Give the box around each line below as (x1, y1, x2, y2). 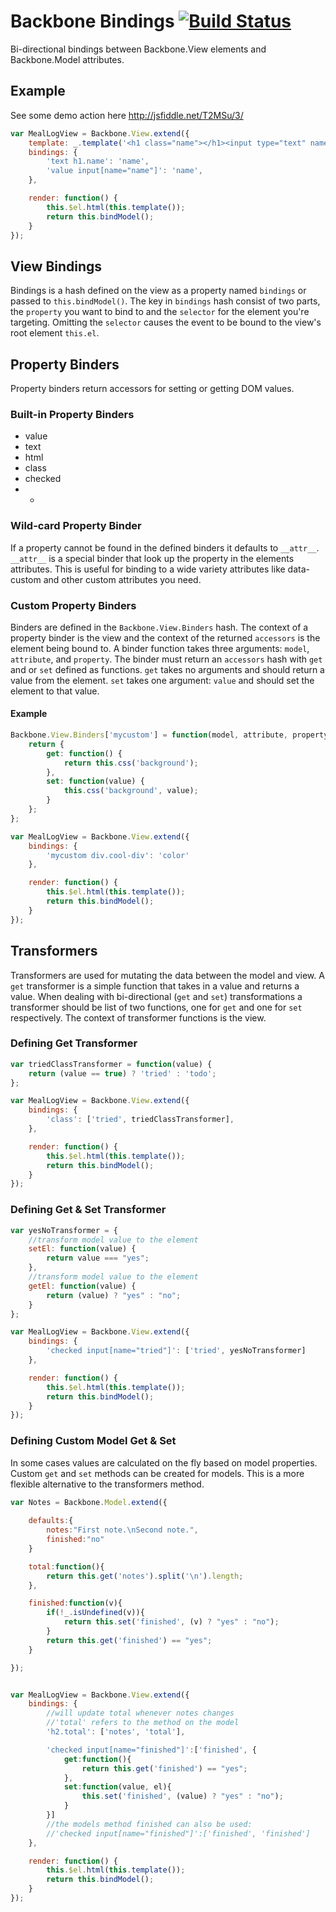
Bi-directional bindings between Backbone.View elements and (10, 43, 267, 55)
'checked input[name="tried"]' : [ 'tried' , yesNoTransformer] (46, 1346, 307, 1356)
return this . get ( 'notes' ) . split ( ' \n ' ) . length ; (46, 1571, 244, 1581)
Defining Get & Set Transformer (10, 1203, 167, 1217)
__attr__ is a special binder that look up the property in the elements (10, 552, 295, 564)
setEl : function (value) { (28, 1244, 137, 1254)
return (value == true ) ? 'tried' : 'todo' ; (28, 1068, 217, 1079)
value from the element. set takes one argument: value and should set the (10, 674, 315, 686)
